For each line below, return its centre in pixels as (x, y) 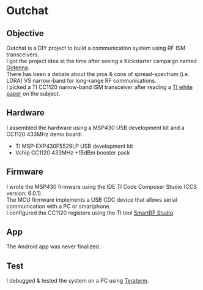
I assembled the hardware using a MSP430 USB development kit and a (95, 128)
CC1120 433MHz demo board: (44, 134)
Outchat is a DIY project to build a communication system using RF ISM (96, 48)
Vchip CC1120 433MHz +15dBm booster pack (72, 152)
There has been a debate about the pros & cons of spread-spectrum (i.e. (98, 74)
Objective (25, 33)
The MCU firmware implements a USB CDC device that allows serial (92, 199)
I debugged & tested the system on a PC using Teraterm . (78, 281)
